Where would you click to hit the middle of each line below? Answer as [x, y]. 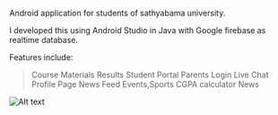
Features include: [41, 57]
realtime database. [44, 40]
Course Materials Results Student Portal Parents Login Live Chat [150, 75]
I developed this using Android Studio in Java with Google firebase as [138, 30]
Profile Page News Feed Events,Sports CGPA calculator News [145, 84]
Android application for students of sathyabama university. [117, 13]
